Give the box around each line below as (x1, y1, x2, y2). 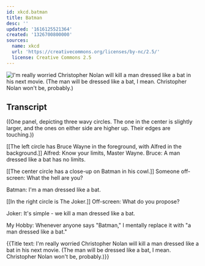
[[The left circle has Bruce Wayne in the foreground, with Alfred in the (6, 143, 182, 150)
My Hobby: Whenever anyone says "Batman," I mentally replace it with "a (6, 221, 192, 229)
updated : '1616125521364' (6, 26, 72, 32)
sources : (6, 37, 29, 43)
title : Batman (6, 15, 43, 21)
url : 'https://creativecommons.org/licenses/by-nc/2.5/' (12, 49, 160, 55)
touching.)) (6, 131, 34, 138)
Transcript (6, 102, 47, 113)
